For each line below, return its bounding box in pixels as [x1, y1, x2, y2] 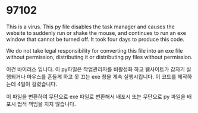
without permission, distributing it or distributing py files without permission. [6, 53, 193, 60]
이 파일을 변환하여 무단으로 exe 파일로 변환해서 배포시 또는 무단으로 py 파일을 [6, 93, 186, 100]
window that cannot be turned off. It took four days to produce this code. [6, 35, 185, 43]
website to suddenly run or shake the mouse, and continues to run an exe [6, 29, 186, 36]
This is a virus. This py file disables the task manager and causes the [6, 23, 175, 30]
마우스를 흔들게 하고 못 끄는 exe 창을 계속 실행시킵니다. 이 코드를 [26, 73, 177, 80]
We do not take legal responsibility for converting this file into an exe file [6, 47, 183, 54]
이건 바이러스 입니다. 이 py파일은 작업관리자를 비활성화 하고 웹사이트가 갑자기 [6, 66, 186, 73]
